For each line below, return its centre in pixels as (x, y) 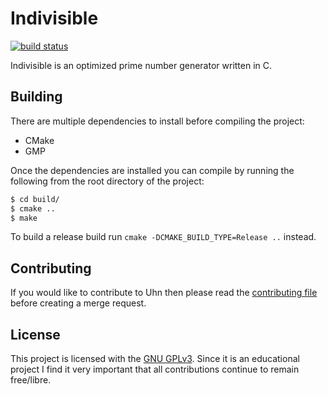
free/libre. (31, 380)
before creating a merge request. (78, 303)
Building (36, 97)
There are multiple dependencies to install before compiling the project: (157, 121)
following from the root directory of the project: (107, 181)
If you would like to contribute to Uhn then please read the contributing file (164, 293)
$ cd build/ (35, 199)
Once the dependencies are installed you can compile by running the (152, 170)
